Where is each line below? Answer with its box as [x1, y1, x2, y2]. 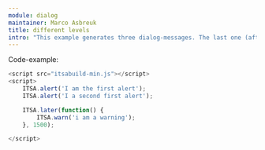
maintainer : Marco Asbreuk [8, 19, 97, 27]
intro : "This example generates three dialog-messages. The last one [8, 33, 242, 42]
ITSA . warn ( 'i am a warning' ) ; [36, 113, 136, 122]
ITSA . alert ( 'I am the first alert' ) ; [22, 85, 147, 93]
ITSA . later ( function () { [22, 106, 104, 114]
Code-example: [8, 55, 59, 64]
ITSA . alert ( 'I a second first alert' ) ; [22, 92, 154, 100]
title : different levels [8, 26, 90, 34]
